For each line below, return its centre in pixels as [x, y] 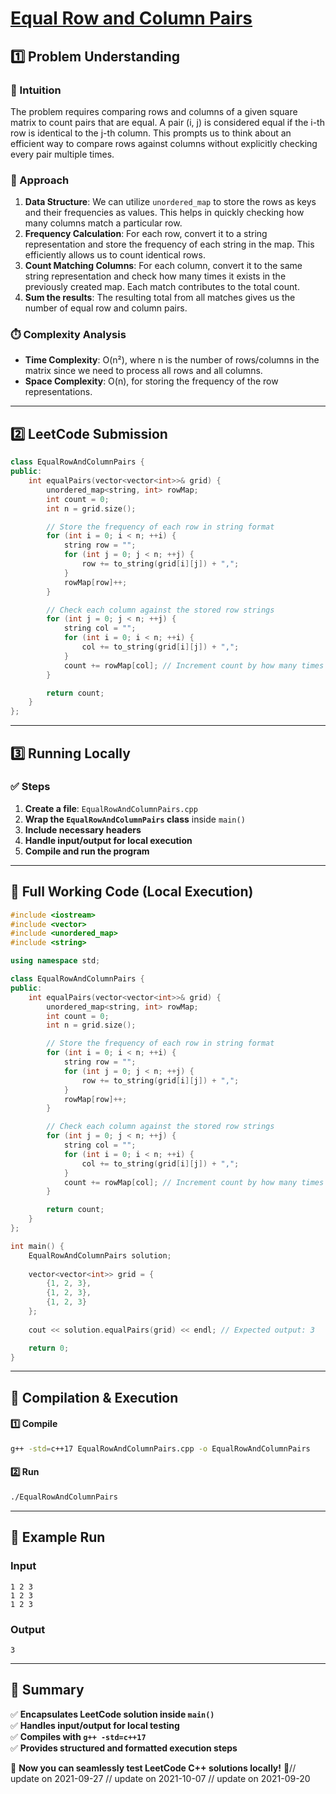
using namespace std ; [55, 961]
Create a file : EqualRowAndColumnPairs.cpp [111, 808]
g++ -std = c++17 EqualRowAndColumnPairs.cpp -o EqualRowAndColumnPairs [160, 1449]
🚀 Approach [40, 180]
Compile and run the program [87, 851]
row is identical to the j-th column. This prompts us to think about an [151, 133]
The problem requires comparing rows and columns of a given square [154, 111]
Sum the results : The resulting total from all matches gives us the [160, 298]
